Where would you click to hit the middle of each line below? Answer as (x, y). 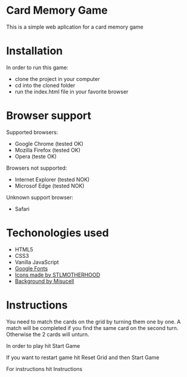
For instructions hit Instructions (44, 369)
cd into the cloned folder (45, 85)
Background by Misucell (44, 281)
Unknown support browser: (40, 197)
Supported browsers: (32, 132)
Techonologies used (57, 233)
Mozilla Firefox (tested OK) (48, 150)
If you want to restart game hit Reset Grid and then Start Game (83, 357)
